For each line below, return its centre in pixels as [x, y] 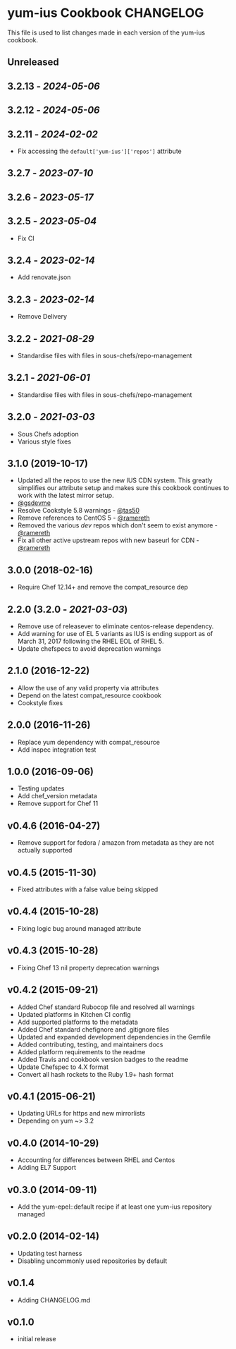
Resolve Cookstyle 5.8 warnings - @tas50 [78, 511]
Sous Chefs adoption [48, 434]
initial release [37, 1339]
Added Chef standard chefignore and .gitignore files [93, 1029]
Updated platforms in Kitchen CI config [74, 1014]
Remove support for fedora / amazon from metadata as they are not [116, 843]
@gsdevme [34, 503]
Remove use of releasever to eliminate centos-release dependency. [116, 626]
